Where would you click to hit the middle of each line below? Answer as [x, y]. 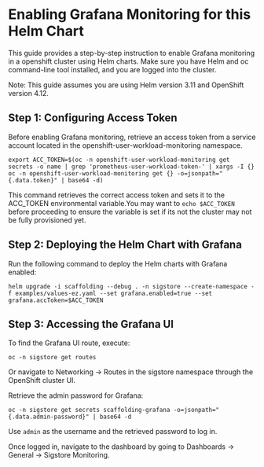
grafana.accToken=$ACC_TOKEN [56, 300]
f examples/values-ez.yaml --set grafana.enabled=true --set [110, 293]
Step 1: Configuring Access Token [93, 118]
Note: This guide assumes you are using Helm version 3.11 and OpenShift [126, 85]
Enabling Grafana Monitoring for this [130, 15]
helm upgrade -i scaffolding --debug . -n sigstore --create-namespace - [132, 286]
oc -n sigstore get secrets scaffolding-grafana [89, 410]
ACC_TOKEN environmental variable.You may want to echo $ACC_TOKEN [122, 203]
